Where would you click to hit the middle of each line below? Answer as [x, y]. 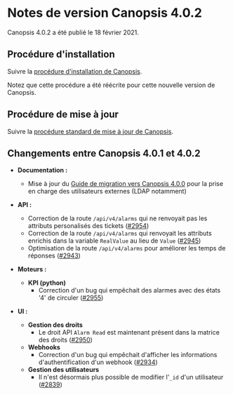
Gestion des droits [55, 325]
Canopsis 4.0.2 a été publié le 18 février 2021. [73, 32]
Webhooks [44, 347]
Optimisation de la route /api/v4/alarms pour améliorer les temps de [127, 248]
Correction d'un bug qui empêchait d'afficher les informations [128, 355]
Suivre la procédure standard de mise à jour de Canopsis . [91, 131]
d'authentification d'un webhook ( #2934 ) [98, 362]
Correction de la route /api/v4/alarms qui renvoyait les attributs [120, 234]
